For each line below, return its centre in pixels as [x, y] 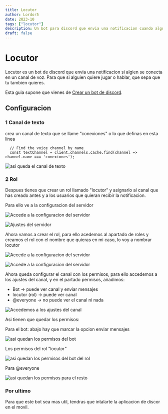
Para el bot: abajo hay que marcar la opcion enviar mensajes [67, 329]
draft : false [19, 33]
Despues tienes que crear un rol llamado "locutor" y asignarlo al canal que [82, 190]
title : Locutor [21, 10]
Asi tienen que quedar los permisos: [42, 319]
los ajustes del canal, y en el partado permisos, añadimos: [65, 279]
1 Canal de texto [25, 123]
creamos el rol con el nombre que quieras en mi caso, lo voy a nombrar [78, 240]
